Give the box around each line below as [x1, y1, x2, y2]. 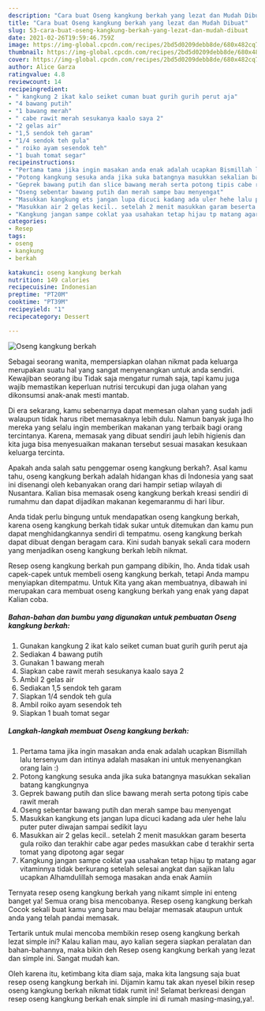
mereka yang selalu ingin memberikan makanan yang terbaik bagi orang [8, 422, 243, 432]
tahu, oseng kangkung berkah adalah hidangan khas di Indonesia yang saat [8, 471, 254, 481]
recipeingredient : [8, 85, 69, 93]
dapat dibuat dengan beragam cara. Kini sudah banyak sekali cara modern [8, 537, 251, 547]
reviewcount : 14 [8, 78, 62, 85]
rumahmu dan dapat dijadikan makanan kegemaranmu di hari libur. [8, 496, 225, 506]
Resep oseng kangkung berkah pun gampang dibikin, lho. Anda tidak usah [8, 561, 250, 570]
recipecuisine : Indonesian [8, 283, 97, 291]
